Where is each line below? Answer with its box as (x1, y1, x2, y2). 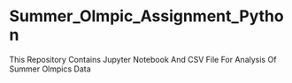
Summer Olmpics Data (9, 64, 91, 74)
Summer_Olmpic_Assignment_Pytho (9, 6, 285, 26)
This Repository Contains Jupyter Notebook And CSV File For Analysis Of (9, 54, 277, 64)
